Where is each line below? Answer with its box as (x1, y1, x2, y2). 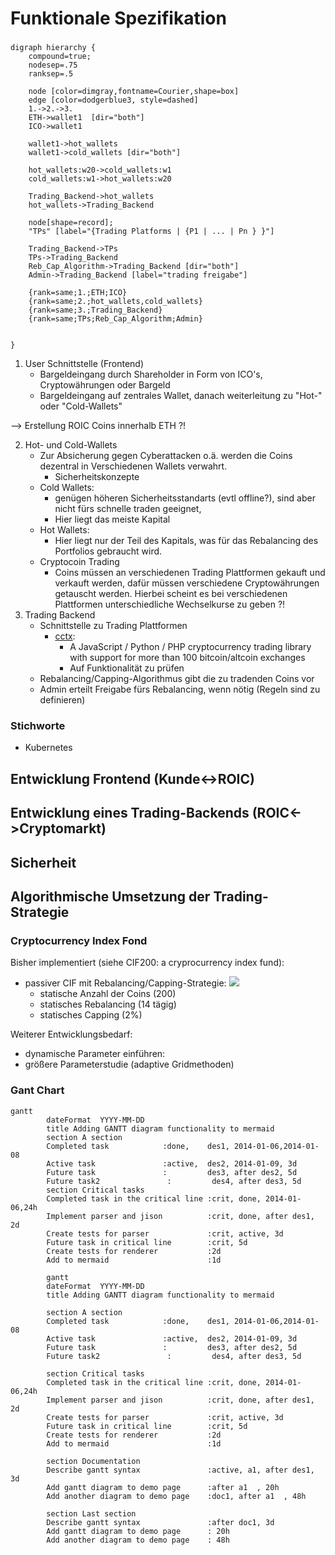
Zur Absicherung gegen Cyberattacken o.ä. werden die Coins (39, 450, 293, 462)
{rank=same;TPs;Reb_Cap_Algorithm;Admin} (28, 314, 203, 324)
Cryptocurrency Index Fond (10, 933, 148, 947)
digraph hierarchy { (10, 43, 97, 53)
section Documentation (46, 1456, 141, 1466)
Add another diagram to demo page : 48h (46, 1535, 230, 1545)
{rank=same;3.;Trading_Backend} (28, 305, 163, 316)
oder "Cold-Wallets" (39, 400, 123, 412)
